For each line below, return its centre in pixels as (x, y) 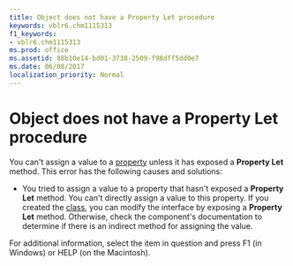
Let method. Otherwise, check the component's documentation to (142, 217)
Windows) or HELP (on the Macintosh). (80, 252)
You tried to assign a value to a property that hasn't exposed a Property (153, 188)
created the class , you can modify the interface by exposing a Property (152, 207)
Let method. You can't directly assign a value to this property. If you (145, 198)
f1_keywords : (33, 34)
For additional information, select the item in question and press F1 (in (135, 243)
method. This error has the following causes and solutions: (116, 171)
